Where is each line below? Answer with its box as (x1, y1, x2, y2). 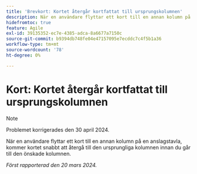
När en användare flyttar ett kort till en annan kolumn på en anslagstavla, (6, 138, 182, 145)
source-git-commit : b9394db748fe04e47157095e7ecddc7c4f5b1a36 (6, 36, 162, 42)
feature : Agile (6, 25, 44, 31)
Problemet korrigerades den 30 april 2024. (6, 126, 110, 133)
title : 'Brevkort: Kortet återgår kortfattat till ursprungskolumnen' (6, 8, 183, 15)
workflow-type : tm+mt (6, 42, 59, 48)
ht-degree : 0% (6, 52, 41, 58)
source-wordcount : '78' (6, 47, 65, 53)
